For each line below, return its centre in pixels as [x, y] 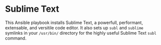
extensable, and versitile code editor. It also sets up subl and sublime [74, 27]
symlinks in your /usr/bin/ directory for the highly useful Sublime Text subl [81, 33]
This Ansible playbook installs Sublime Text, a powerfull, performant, [74, 22]
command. [16, 38]
